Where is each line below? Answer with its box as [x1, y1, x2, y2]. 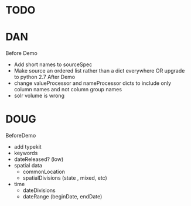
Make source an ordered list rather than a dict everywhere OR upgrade [13, 67, 185, 74]
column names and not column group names [13, 86, 122, 93]
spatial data [13, 162, 42, 169]
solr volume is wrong [13, 92, 65, 99]
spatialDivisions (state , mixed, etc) [22, 174, 108, 181]
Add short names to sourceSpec [13, 61, 93, 68]
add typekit [13, 143, 42, 150]
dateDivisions [22, 187, 56, 194]
